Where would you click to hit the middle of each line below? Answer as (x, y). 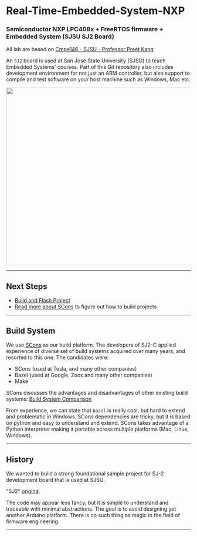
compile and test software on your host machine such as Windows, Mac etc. (98, 79)
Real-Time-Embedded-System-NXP (96, 11)
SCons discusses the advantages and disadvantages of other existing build (97, 393)
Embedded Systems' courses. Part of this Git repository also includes (90, 67)
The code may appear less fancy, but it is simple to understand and (87, 502)
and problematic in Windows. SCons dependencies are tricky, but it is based (98, 417)
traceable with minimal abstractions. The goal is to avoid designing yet (91, 509)
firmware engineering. (33, 521)
